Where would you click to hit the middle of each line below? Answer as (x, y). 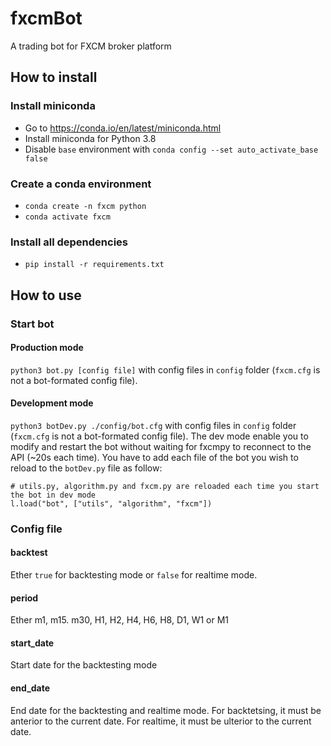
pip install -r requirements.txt (94, 265)
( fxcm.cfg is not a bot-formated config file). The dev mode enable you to (159, 436)
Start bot (32, 324)
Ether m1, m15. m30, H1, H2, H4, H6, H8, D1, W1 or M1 (120, 620)
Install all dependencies (69, 242)
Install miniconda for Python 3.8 (90, 138)
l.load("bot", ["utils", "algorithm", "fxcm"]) (111, 503)
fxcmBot (46, 18)
